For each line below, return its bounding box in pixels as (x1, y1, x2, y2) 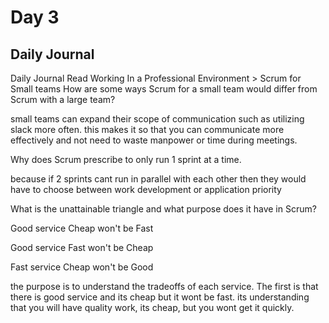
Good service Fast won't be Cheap (10, 242, 154, 253)
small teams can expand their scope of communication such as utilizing (10, 113, 305, 125)
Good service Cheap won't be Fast (10, 222, 154, 234)
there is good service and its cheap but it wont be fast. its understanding (10, 291, 310, 303)
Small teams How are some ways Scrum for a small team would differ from (10, 83, 318, 95)
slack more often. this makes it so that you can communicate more (10, 124, 285, 135)
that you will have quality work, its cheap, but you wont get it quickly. (10, 302, 295, 313)
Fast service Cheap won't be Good (10, 261, 154, 273)
